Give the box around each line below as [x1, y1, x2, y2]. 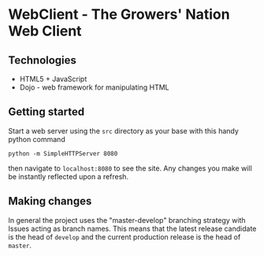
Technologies [8, 53, 77, 67]
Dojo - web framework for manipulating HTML [19, 82, 169, 92]
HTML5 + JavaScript [19, 75, 87, 83]
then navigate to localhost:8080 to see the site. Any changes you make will [8, 163, 252, 173]
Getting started [8, 105, 85, 119]
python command [8, 134, 65, 144]
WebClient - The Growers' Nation [8, 5, 230, 24]
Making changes [8, 195, 92, 208]
